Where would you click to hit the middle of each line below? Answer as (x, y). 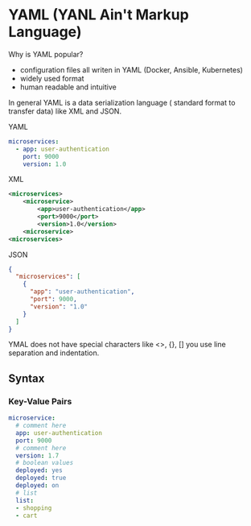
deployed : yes (39, 470)
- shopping (34, 508)
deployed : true (41, 478)
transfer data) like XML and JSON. (65, 111)
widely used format (52, 78)
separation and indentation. (54, 353)
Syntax (27, 378)
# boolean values (45, 463)
